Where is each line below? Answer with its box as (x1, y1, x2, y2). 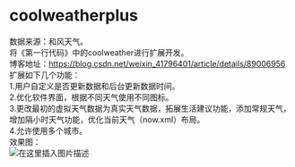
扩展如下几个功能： (9, 69, 81, 80)
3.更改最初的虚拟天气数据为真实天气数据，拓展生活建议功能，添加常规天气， (9, 103, 291, 113)
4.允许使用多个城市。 (9, 125, 88, 136)
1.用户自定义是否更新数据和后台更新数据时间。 (9, 80, 180, 91)
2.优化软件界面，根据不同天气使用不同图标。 (9, 91, 174, 103)
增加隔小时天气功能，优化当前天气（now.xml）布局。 (9, 113, 205, 125)
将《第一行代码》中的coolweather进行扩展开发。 (9, 46, 189, 58)
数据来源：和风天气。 (9, 36, 88, 46)
